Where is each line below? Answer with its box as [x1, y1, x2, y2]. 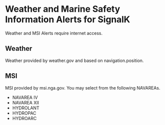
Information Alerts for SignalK [5, 14, 131, 25]
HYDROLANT [12, 105, 39, 111]
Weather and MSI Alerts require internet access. [5, 30, 103, 36]
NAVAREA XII [12, 99, 39, 105]
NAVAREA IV [12, 94, 38, 100]
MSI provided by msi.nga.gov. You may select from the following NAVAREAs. [5, 85, 161, 91]
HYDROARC [12, 115, 37, 121]
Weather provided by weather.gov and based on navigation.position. [5, 58, 144, 63]
